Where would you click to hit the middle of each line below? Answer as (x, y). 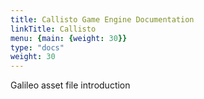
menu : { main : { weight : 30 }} (69, 38)
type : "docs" (37, 47)
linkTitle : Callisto (53, 29)
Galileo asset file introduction (70, 85)
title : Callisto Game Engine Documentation (102, 19)
